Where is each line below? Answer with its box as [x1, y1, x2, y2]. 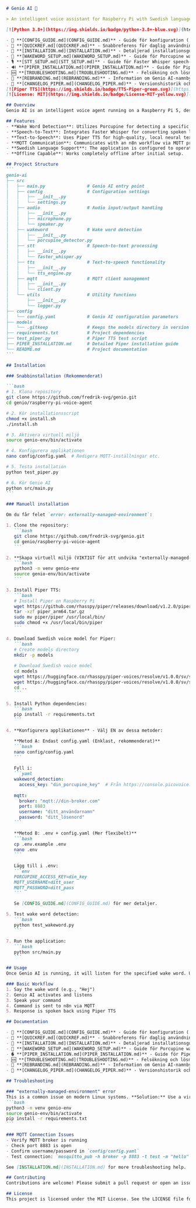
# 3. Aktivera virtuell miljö [6, 432, 80, 438]
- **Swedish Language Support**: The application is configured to [6, 145, 174, 152]
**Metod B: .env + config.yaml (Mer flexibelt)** [13, 830, 137, 836]
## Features [6, 118, 35, 124]
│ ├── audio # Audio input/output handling [6, 205, 163, 211]
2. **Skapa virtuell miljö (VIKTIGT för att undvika [6, 555, 137, 561]
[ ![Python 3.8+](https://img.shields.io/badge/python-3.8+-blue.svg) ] [6, 26, 181, 32]
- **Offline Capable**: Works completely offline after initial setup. [6, 151, 184, 157]
